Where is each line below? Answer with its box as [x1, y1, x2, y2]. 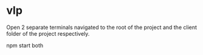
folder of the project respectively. [6, 30, 90, 37]
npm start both [6, 42, 44, 49]
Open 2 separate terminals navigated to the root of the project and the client [6, 24, 198, 31]
